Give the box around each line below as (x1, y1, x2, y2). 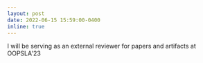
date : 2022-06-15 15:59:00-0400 (7, 17, 100, 24)
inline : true (7, 23, 45, 30)
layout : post (7, 10, 45, 17)
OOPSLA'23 (7, 49, 42, 57)
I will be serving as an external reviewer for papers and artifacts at (7, 42, 196, 51)
